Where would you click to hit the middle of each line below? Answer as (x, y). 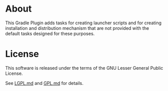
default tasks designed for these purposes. (50, 33)
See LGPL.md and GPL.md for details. (44, 83)
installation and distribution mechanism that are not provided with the (77, 28)
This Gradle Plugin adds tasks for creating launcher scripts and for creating (83, 23)
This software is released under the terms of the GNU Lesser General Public (84, 68)
